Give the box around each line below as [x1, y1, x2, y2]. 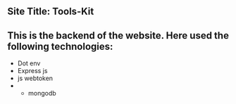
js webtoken [17, 74, 54, 83]
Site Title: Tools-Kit [7, 6, 94, 18]
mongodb [27, 89, 56, 98]
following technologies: [7, 40, 113, 52]
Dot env [17, 59, 41, 67]
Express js [17, 67, 48, 75]
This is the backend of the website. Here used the [7, 30, 229, 41]
